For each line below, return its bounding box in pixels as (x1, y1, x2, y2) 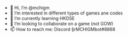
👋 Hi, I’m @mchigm (10, 5, 50, 10)
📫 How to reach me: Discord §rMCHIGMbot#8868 (10, 26, 115, 32)
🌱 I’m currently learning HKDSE (10, 15, 75, 21)
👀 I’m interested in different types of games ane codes (10, 10, 123, 16)
